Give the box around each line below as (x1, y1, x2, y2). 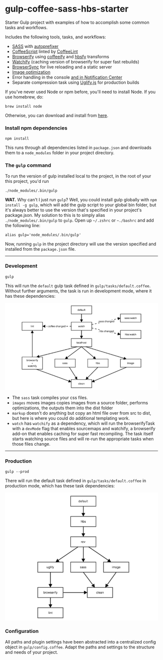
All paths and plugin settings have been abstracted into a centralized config (5, 639, 156, 644)
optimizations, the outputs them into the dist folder (12, 405, 113, 411)
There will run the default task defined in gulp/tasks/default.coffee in (5, 478, 147, 483)
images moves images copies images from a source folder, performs (12, 400, 148, 405)
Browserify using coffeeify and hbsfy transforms (12, 53, 109, 59)
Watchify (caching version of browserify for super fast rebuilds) (12, 59, 140, 64)
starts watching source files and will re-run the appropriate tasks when (12, 435, 154, 442)
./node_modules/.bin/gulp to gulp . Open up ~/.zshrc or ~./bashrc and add (5, 217, 154, 223)
